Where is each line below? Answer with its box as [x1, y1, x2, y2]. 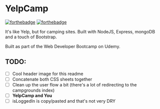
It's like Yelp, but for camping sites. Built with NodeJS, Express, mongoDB [5, 28, 156, 34]
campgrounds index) [12, 87, 55, 93]
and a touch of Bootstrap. [5, 34, 57, 40]
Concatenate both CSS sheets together [12, 76, 92, 82]
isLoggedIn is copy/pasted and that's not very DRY [12, 98, 116, 104]
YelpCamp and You [12, 92, 52, 98]
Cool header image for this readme [12, 71, 83, 77]
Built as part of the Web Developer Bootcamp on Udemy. [5, 43, 120, 49]
